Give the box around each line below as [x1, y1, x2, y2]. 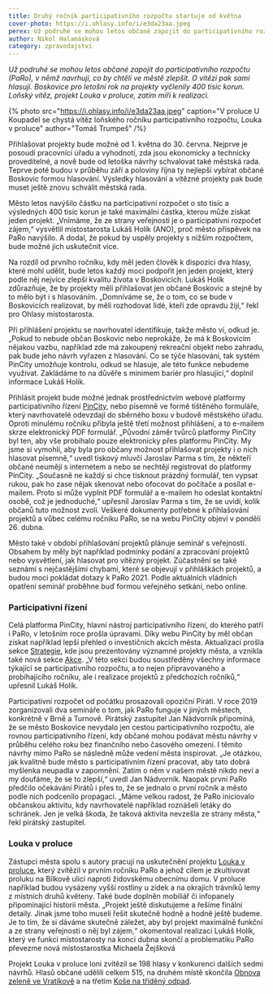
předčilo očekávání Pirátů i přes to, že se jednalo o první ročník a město [8, 783, 248, 793]
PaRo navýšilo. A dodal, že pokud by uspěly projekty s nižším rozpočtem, [8, 233, 253, 243]
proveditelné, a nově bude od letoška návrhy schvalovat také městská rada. [8, 156, 262, 167]
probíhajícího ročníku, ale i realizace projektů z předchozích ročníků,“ [8, 672, 240, 682]
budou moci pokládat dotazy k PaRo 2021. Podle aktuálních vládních [8, 573, 237, 583]
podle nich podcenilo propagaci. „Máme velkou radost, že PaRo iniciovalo [8, 791, 254, 802]
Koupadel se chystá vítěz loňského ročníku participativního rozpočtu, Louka [8, 115, 262, 125]
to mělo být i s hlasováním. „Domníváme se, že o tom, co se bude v [8, 292, 233, 302]
